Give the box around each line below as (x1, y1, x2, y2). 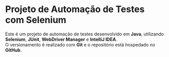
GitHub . (5, 47, 22, 53)
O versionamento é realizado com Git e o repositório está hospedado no (5, 41, 155, 47)
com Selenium (5, 14, 67, 26)
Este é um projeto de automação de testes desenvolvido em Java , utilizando (5, 31, 164, 37)
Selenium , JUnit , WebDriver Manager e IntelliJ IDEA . (5, 36, 118, 42)
